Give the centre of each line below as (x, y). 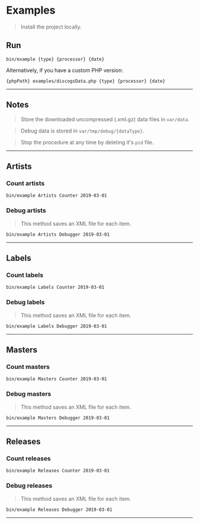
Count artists (25, 183)
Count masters (28, 367)
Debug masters (29, 394)
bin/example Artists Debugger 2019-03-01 (58, 234)
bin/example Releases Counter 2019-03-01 (58, 471)
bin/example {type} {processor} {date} (55, 59)
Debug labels (25, 302)
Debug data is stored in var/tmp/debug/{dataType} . (82, 131)
